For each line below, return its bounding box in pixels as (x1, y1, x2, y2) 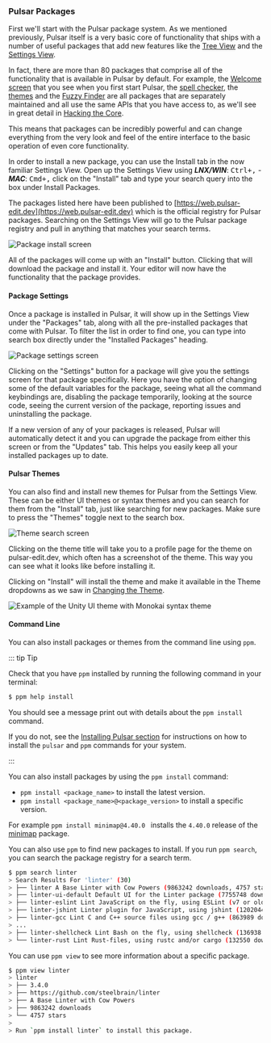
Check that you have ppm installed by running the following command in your (8, 668, 262, 678)
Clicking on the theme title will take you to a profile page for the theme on (8, 544, 252, 553)
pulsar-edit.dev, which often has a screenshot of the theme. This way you (8, 552, 253, 562)
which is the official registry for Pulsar (135, 207, 261, 217)
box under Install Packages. (8, 183, 101, 192)
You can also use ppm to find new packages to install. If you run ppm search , (8, 844, 257, 854)
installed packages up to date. (8, 450, 109, 460)
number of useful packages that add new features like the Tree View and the (8, 41, 263, 51)
